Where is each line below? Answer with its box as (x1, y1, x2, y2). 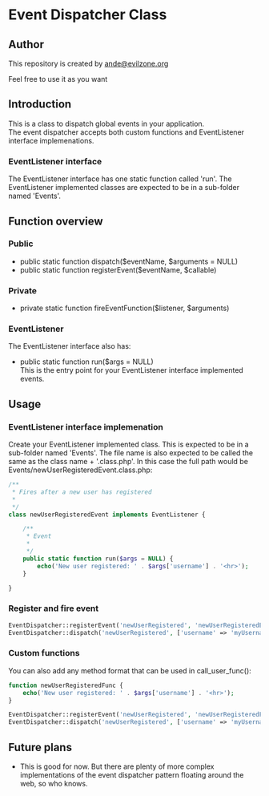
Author (8, 38, 44, 51)
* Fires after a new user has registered (11, 487, 152, 496)
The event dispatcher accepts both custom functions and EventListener (8, 127, 245, 137)
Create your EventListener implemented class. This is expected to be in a (8, 439, 249, 450)
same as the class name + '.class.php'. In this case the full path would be (8, 457, 248, 467)
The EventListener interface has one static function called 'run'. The (8, 174, 232, 184)
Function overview (8, 214, 103, 228)
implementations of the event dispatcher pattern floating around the (19, 770, 244, 779)
